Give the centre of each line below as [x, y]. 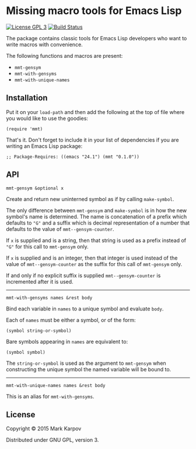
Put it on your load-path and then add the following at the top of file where [95, 112]
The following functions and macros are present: [64, 56]
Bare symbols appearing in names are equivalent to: [67, 341]
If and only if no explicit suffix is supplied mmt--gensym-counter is [83, 275]
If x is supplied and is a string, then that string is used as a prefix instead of [96, 240]
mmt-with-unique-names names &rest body [56, 385]
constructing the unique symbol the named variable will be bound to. [89, 369]
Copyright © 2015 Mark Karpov [44, 429]
